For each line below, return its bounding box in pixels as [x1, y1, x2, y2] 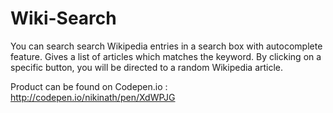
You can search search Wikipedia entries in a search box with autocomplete [10, 40, 323, 52]
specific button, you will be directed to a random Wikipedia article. [10, 61, 284, 73]
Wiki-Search [10, 7, 117, 30]
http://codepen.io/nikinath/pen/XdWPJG [10, 91, 176, 103]
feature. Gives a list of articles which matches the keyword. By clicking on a [10, 50, 322, 62]
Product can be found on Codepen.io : [10, 80, 168, 92]
